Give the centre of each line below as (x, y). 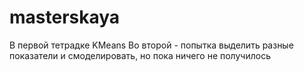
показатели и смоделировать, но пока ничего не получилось (140, 55)
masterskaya (65, 17)
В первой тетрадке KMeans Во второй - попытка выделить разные (151, 45)
